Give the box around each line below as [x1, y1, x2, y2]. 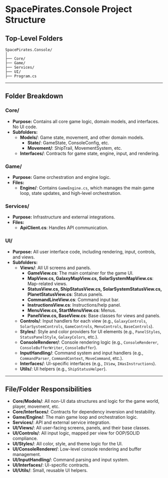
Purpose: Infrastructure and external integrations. [12, 214, 115, 220]
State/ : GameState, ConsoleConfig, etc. [27, 139, 109, 146]
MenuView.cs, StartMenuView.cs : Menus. [27, 307, 116, 313]
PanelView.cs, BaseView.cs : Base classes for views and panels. [27, 312, 161, 319]
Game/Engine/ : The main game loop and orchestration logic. [12, 414, 138, 420]
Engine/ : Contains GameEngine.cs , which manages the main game [19, 184, 154, 191]
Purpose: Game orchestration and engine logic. [12, 174, 111, 180]
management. [12, 451, 41, 457]
